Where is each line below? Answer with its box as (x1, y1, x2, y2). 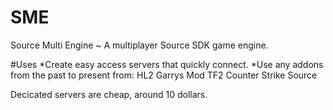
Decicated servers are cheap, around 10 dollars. (10, 88, 208, 100)
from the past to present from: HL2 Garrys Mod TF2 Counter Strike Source (10, 69, 318, 81)
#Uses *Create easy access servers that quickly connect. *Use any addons (10, 58, 324, 70)
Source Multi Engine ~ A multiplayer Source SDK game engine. (10, 39, 269, 51)
